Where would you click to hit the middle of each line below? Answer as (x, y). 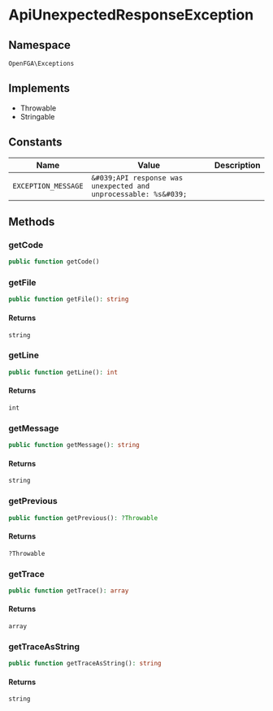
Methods (32, 222)
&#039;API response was (137, 178)
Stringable (37, 116)
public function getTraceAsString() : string (85, 664)
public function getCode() (54, 262)
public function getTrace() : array (69, 591)
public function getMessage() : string (74, 445)
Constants (35, 143)
